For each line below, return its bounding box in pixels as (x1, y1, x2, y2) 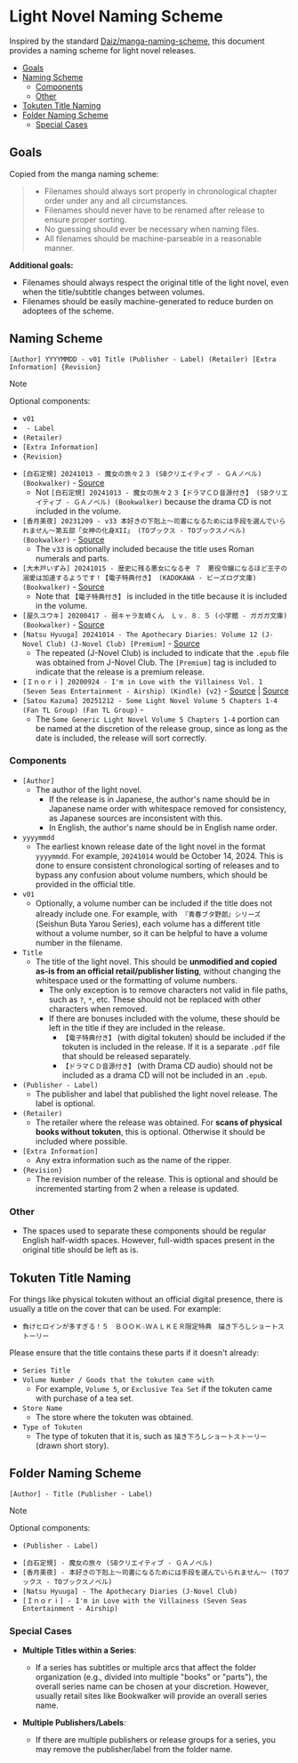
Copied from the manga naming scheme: (9, 168, 159, 179)
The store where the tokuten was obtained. (35, 1411, 194, 1422)
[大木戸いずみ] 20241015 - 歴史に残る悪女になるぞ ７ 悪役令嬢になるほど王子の (21, 563, 287, 573)
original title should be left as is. (21, 1244, 140, 1256)
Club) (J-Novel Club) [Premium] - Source (45, 638, 200, 649)
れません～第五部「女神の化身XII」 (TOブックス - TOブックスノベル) (21, 526, 246, 535)
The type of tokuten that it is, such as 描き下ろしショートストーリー (35, 1430, 267, 1441)
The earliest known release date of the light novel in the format (35, 841, 266, 852)
